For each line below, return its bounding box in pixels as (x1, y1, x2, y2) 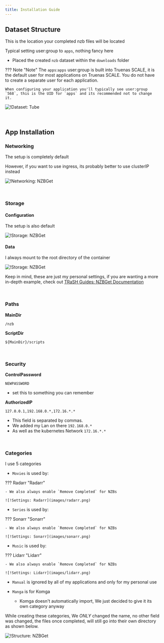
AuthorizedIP (5, 399, 33, 406)
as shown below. (5, 623, 39, 629)
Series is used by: (12, 507, 49, 513)
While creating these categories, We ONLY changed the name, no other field (5, 613, 160, 619)
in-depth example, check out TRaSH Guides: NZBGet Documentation (5, 279, 144, 285)
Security (5, 360, 26, 367)
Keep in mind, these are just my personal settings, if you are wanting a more (5, 274, 159, 280)
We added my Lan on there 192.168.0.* (12, 423, 93, 429)
